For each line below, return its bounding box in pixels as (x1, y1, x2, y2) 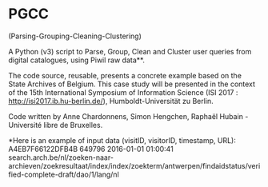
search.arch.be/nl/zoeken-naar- (8, 153, 114, 162)
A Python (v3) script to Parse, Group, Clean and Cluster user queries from (8, 46, 252, 56)
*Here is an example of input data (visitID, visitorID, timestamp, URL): (8, 135, 236, 145)
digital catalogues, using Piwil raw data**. (8, 55, 146, 65)
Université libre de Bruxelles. (8, 120, 103, 129)
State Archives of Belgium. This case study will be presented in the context (8, 79, 256, 89)
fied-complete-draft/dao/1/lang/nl (8, 169, 120, 179)
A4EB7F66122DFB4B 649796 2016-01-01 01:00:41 (8, 144, 174, 153)
